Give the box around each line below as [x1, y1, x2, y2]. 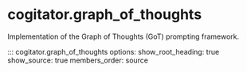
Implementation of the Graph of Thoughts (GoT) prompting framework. [7, 32, 240, 41]
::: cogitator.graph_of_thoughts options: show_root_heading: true [7, 47, 220, 56]
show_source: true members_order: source [7, 55, 149, 65]
